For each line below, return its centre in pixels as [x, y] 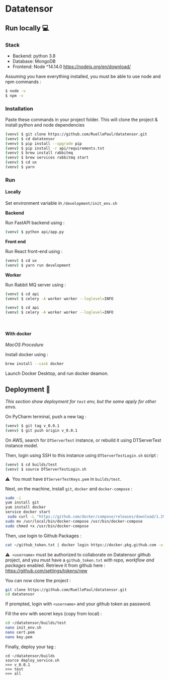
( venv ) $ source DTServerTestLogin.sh [46, 469]
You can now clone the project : [38, 580]
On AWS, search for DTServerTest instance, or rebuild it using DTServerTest [83, 440]
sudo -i [13, 498]
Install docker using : [27, 355]
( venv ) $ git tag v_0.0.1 [32, 426]
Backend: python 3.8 [34, 55]
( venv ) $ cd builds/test [31, 465]
